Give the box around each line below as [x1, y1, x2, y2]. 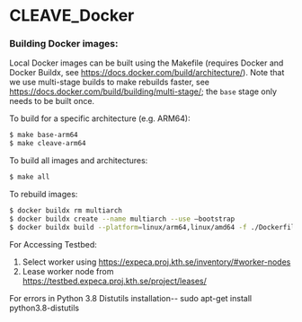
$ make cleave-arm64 [9, 139, 87, 148]
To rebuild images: [9, 189, 78, 200]
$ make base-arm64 [9, 131, 78, 140]
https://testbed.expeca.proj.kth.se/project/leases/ [22, 275, 207, 286]
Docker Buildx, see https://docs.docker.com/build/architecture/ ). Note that [9, 67, 285, 78]
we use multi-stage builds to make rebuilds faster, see [9, 77, 209, 88]
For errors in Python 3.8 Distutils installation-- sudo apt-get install [9, 292, 253, 303]
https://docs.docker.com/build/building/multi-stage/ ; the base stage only [9, 86, 277, 97]
